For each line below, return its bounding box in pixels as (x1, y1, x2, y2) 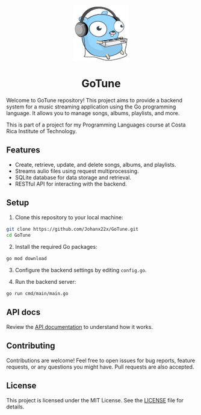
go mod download (6, 255, 47, 262)
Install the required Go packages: (14, 243, 97, 251)
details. (6, 403, 25, 410)
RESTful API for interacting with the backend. (14, 180, 128, 187)
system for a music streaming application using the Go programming (6, 103, 176, 110)
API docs (6, 307, 41, 317)
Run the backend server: (14, 278, 76, 286)
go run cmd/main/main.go (6, 291, 69, 297)
